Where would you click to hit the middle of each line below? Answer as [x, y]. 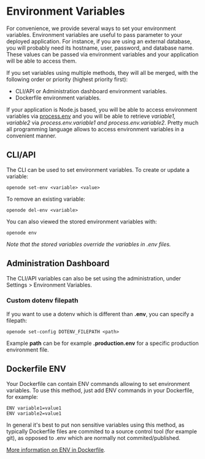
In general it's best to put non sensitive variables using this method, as [95, 425]
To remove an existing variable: [46, 199]
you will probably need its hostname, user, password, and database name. [100, 48]
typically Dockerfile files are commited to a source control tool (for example [102, 431]
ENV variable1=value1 [34, 408]
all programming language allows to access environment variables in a [95, 129]
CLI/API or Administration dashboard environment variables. [91, 91]
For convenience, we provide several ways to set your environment [91, 28]
